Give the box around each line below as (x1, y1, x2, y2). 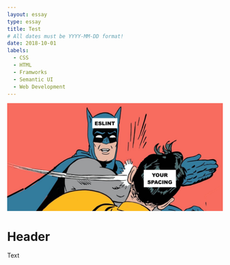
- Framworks (13, 68, 48, 75)
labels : (7, 47, 29, 54)
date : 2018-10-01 (7, 40, 57, 47)
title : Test (7, 25, 41, 32)
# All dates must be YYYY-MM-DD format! (7, 33, 125, 40)
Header (7, 229, 50, 244)
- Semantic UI (13, 76, 53, 83)
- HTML (13, 62, 32, 68)
